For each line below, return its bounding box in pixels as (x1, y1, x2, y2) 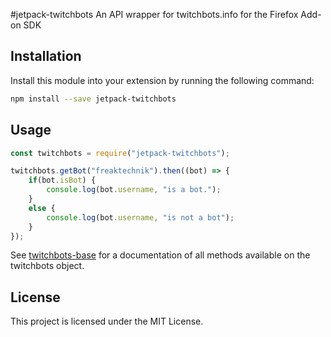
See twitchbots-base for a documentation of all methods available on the (10, 249, 311, 261)
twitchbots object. (10, 260, 85, 272)
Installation (10, 48, 82, 65)
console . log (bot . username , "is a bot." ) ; (46, 185, 222, 195)
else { (28, 203, 56, 213)
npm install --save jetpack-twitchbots (10, 94, 177, 104)
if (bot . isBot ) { (28, 175, 97, 186)
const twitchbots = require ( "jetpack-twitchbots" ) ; (10, 148, 230, 158)
